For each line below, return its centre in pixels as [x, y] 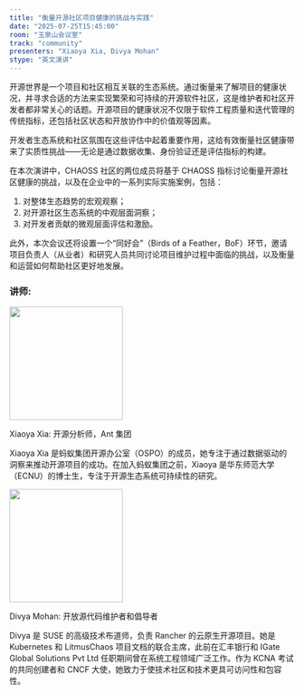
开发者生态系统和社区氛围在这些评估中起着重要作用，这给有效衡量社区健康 [148, 140]
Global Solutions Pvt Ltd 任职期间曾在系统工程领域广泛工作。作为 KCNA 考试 [152, 659]
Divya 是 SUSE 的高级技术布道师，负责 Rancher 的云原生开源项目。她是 [142, 636]
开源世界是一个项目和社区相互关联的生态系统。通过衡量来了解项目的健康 [144, 87]
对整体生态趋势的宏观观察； [74, 201]
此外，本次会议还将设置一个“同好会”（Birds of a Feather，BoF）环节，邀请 [148, 243]
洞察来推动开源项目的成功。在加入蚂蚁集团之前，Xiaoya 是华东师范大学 [142, 465]
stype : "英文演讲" [42, 60]
